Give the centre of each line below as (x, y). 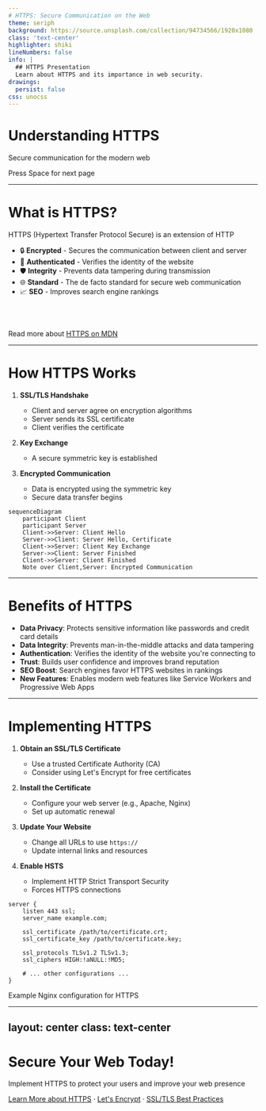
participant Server (55, 526)
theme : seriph (32, 23)
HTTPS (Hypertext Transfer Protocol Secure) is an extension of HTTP (122, 235)
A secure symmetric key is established (95, 458)
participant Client (55, 519)
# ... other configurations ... (76, 973)
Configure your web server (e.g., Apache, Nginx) (111, 803)
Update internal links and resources (89, 850)
